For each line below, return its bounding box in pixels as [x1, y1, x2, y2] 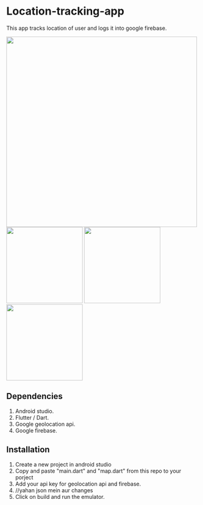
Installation [6, 445, 50, 455]
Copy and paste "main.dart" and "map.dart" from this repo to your [15, 467, 182, 475]
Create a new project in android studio [15, 461, 112, 468]
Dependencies [6, 391, 63, 401]
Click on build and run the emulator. [15, 493, 105, 500]
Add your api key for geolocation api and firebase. [15, 480, 141, 487]
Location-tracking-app [6, 4, 125, 18]
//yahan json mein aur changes [15, 486, 93, 494]
